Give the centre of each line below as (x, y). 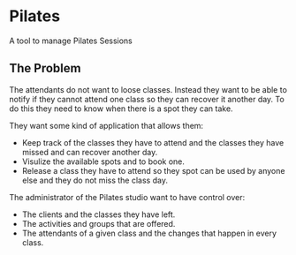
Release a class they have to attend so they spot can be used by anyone (153, 170)
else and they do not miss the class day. (95, 180)
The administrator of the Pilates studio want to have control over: (127, 197)
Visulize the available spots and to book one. (103, 161)
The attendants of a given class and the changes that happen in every (149, 233)
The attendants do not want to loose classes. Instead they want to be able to (148, 89)
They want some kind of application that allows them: (106, 125)
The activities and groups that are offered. (99, 223)
